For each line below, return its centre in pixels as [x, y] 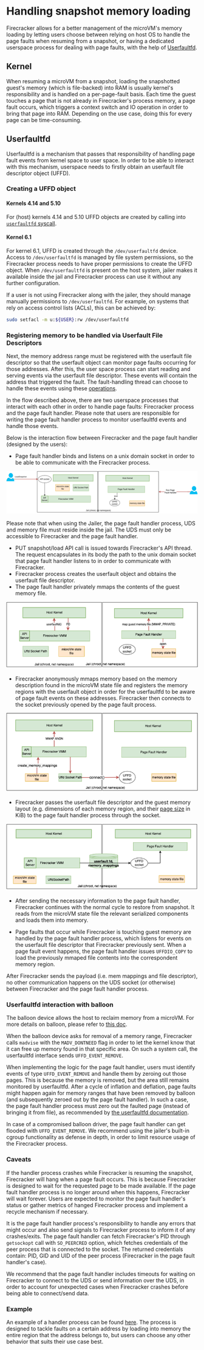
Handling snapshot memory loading [99, 11]
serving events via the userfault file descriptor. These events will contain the [102, 376]
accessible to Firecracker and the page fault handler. [72, 536]
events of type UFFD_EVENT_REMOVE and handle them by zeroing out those [96, 1074]
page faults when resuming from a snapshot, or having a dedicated [90, 41]
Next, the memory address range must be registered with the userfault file [99, 356]
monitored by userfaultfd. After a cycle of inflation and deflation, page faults [101, 1087]
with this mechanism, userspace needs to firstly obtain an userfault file [95, 167]
